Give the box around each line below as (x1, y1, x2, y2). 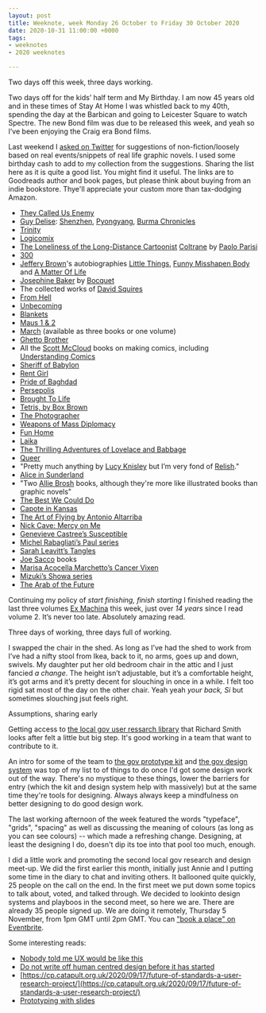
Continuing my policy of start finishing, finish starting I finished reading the (8, 596, 253, 604)
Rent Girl (19, 369, 49, 378)
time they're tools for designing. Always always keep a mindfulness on (8, 790, 239, 800)
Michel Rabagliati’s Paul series (19, 538, 119, 547)
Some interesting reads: (8, 938, 87, 947)
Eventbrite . (8, 923, 44, 932)
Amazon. (8, 192, 38, 202)
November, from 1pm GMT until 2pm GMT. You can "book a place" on (8, 914, 236, 923)
